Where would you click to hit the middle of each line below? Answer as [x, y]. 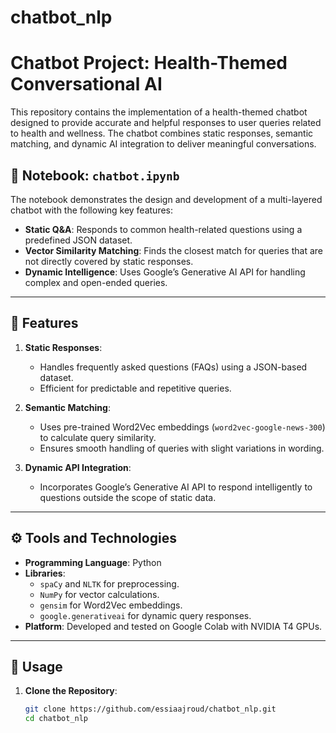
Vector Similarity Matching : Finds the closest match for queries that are [173, 250]
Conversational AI [86, 84]
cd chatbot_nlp [56, 719]
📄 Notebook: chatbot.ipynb [95, 175]
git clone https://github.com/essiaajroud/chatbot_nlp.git [150, 709]
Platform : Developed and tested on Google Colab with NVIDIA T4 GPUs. [173, 626]
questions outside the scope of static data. [128, 497]
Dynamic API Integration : [78, 467]
